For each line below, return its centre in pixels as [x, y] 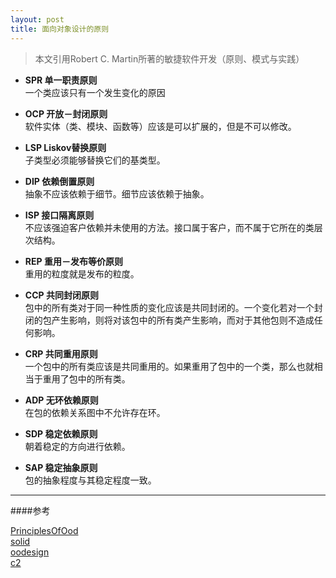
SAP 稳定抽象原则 [61, 467]
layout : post [37, 19]
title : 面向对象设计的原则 [60, 29]
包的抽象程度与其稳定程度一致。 [90, 480]
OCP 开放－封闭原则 [66, 113]
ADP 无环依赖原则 [61, 400]
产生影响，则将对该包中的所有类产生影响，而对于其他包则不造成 [183, 320]
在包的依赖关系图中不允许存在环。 [95, 412]
